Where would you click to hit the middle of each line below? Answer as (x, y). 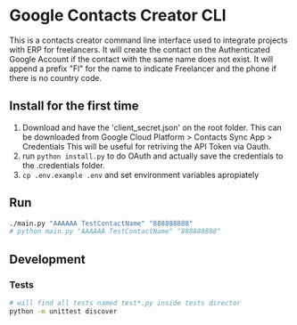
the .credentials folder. (63, 165)
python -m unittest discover (63, 311)
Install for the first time (74, 106)
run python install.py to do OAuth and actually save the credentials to (153, 156)
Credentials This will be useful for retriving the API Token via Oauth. (146, 146)
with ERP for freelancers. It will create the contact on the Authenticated (140, 49)
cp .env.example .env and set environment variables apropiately (140, 175)
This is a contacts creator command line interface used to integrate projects (148, 40)
